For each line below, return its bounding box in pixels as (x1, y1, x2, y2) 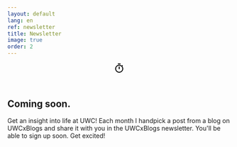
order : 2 (7, 43, 33, 50)
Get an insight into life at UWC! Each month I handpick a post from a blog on (7, 117, 231, 125)
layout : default (7, 10, 55, 18)
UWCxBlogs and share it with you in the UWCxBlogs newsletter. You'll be (7, 124, 221, 133)
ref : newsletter (7, 23, 55, 30)
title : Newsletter (7, 30, 62, 37)
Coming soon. (7, 98, 71, 110)
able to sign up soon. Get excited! (7, 131, 106, 140)
